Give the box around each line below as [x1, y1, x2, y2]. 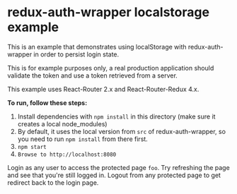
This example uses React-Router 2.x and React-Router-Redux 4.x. [7, 85, 200, 93]
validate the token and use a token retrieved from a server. [7, 71, 178, 80]
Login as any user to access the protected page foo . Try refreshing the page [7, 163, 230, 171]
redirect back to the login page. [7, 178, 99, 187]
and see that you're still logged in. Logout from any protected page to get [7, 171, 221, 179]
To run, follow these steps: [7, 98, 88, 107]
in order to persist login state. [33, 50, 120, 59]
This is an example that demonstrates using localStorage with [7, 42, 187, 51]
